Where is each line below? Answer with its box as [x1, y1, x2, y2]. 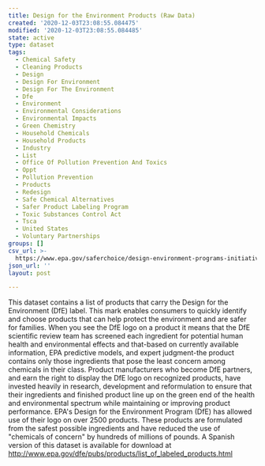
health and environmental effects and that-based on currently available [8, 339, 239, 349]
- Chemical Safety [15, 56, 77, 64]
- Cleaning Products [15, 63, 83, 71]
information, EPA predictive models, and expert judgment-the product [8, 348, 235, 358]
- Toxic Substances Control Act [15, 210, 122, 218]
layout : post [8, 269, 51, 277]
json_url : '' [8, 262, 51, 270]
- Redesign [15, 188, 51, 196]
